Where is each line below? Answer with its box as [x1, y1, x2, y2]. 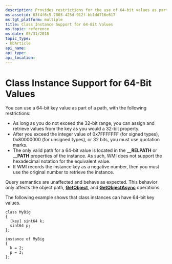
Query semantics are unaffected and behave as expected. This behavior [5, 179, 158, 185]
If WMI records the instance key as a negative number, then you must [12, 164, 160, 170]
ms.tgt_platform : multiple [5, 17, 63, 22]
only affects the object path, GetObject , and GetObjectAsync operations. [5, 185, 161, 191]
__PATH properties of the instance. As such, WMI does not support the [12, 153, 162, 159]
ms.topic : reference [5, 27, 50, 32]
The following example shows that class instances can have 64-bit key [5, 194, 155, 201]
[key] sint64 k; [10, 218, 45, 224]
